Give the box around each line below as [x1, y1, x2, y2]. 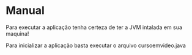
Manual [6, 4, 45, 18]
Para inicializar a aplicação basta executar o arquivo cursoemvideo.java [6, 42, 186, 49]
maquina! [6, 30, 29, 37]
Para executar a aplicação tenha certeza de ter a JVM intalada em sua [6, 24, 183, 31]
